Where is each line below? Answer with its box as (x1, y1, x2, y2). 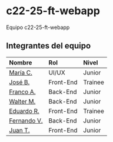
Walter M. (9, 97, 36, 105)
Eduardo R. (9, 106, 39, 115)
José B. (9, 78, 30, 86)
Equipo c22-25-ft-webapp (6, 24, 70, 31)
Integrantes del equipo (6, 41, 91, 51)
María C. (9, 68, 32, 76)
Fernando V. (9, 117, 43, 125)
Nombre (9, 58, 32, 66)
